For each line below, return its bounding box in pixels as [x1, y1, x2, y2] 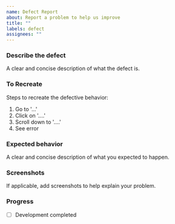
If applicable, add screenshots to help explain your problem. [6, 182, 156, 190]
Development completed [15, 211, 77, 218]
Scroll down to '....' [15, 118, 62, 126]
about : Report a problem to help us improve [6, 14, 121, 21]
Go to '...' [15, 105, 38, 112]
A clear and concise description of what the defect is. [6, 65, 140, 72]
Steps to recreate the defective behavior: [6, 94, 109, 101]
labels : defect [6, 25, 45, 32]
